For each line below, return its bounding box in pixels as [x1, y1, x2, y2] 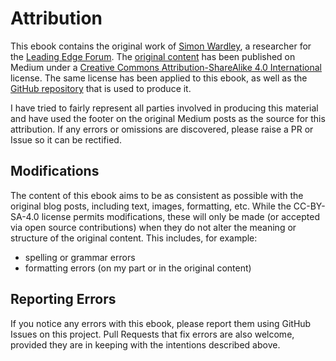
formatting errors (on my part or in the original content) [24, 262, 252, 274]
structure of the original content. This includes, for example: [10, 232, 258, 244]
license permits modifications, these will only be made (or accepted [41, 210, 320, 222]
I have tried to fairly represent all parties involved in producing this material [10, 102, 319, 114]
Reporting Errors [10, 291, 117, 308]
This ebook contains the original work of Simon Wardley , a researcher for [10, 40, 312, 52]
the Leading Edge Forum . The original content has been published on [10, 50, 296, 62]
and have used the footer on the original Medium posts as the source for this [10, 112, 326, 124]
